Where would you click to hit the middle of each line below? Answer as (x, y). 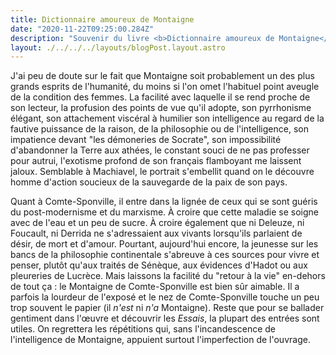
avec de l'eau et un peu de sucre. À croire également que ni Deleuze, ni (157, 223)
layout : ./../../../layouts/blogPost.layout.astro (118, 47)
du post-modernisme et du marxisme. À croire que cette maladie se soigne (165, 212)
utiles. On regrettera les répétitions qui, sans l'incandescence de (143, 329)
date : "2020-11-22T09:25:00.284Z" (82, 29)
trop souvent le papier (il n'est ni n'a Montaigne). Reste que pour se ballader (167, 308)
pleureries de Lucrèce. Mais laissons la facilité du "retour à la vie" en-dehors (168, 276)
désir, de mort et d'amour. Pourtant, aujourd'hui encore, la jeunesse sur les (164, 244)
